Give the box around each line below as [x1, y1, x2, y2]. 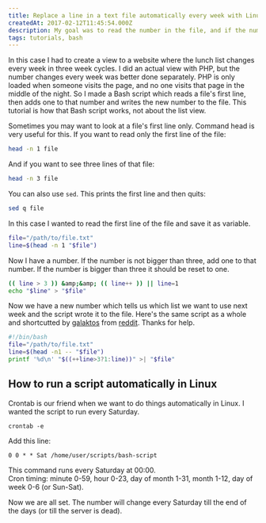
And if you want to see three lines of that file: [8, 159, 155, 169]
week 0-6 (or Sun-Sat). [8, 482, 85, 491]
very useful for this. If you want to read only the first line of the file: [8, 130, 226, 139]
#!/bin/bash [8, 334, 47, 342]
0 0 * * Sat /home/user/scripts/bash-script [8, 451, 158, 460]
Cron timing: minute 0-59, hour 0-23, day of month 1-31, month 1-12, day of [8, 473, 253, 483]
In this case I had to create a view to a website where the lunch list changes [8, 55, 255, 65]
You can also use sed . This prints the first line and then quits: [8, 189, 206, 198]
